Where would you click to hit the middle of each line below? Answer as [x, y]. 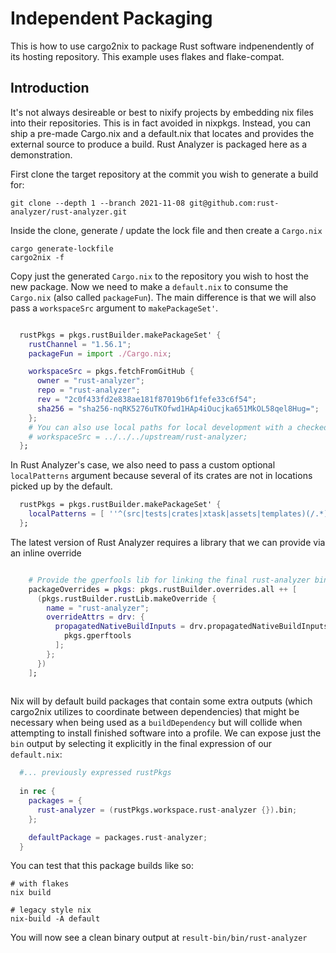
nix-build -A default [55, 919]
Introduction [50, 88]
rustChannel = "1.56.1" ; [80, 344]
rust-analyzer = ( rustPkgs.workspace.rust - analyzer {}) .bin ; [167, 810]
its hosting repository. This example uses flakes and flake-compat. [147, 56]
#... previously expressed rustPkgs [95, 773]
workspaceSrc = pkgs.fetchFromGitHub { [111, 372]
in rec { [37, 792]
